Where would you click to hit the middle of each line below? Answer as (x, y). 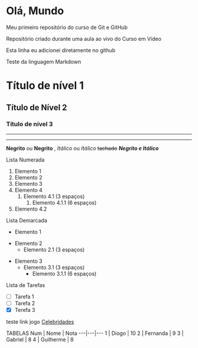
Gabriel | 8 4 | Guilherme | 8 (40, 339)
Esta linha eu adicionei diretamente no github (61, 50)
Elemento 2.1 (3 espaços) (54, 249)
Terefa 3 (25, 310)
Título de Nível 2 (37, 107)
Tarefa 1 (24, 297)
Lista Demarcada (27, 220)
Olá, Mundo (35, 11)
